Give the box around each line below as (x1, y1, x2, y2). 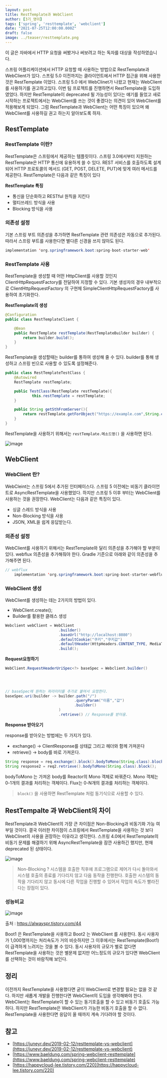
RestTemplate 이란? (5, 141, 53, 148)
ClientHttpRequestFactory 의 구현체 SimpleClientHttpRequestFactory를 (10, 285, 154, 291)
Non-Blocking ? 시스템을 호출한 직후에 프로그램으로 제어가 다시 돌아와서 (17, 866, 158, 872)
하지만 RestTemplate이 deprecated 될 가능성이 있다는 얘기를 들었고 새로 (19, 91, 161, 97)
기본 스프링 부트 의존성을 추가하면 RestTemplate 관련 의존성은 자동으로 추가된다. (5, 231, 162, 237)
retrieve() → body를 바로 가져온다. (12, 749, 81, 755)
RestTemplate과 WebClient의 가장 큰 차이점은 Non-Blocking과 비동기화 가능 (5, 821, 155, 827)
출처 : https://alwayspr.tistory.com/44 (5, 920, 82, 926)
